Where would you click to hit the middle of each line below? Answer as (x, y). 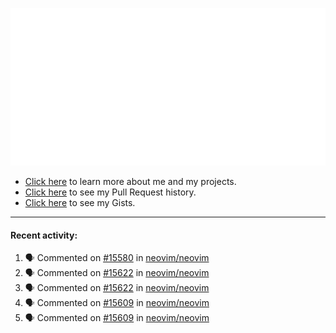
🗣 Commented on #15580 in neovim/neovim (117, 258)
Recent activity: (44, 235)
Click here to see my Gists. (80, 202)
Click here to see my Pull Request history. (110, 192)
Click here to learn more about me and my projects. (130, 181)
